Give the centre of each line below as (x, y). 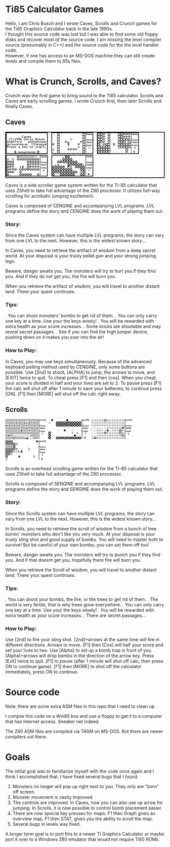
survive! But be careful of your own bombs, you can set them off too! (77, 545)
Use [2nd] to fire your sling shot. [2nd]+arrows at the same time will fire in (82, 640)
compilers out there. (26, 737)
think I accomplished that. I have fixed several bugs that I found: (72, 777)
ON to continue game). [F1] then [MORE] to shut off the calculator (73, 667)
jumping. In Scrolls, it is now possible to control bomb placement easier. (87, 808)
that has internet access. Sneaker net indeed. (53, 722)
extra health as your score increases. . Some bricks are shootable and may (83, 326)
